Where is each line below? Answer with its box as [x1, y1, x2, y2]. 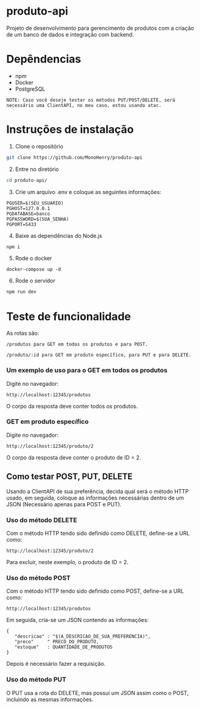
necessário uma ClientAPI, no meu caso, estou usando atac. [6, 102, 162, 108]
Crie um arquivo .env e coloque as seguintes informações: [15, 188, 162, 195]
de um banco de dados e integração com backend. [6, 30, 134, 38]
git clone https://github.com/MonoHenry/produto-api [6, 154, 143, 161]
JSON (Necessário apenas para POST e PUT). [6, 500, 122, 508]
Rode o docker [15, 254, 52, 262]
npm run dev [6, 289, 36, 295]
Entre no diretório [15, 166, 59, 173]
